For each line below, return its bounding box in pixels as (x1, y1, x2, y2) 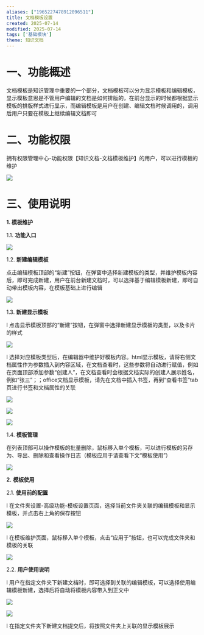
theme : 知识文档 (6, 37, 44, 43)
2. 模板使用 (6, 476, 35, 483)
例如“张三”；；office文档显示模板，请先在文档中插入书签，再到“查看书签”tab (6, 376, 199, 383)
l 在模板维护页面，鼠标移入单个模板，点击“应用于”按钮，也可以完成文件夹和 (6, 534, 195, 541)
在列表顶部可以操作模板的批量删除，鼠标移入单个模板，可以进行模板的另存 (6, 444, 193, 451)
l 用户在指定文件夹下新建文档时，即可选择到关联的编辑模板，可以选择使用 (6, 578, 191, 586)
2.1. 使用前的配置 (6, 489, 49, 496)
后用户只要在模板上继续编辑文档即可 (6, 109, 97, 116)
